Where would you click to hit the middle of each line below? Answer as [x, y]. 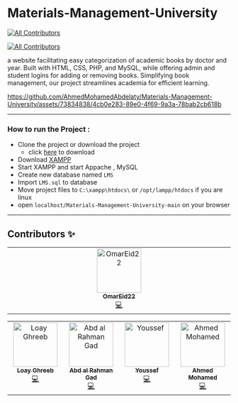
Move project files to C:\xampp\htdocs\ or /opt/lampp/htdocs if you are [120, 190]
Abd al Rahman [91, 371]
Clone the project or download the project [79, 145]
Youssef [147, 371]
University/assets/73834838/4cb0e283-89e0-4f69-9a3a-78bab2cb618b [114, 104]
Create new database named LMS [65, 175]
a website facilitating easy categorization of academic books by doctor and [117, 60]
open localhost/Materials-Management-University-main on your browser [124, 205]
